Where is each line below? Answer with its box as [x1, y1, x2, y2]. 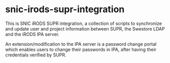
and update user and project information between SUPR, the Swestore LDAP [5, 25, 165, 31]
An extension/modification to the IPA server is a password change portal [5, 41, 157, 47]
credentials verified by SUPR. [5, 52, 67, 58]
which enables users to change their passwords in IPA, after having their [5, 46, 156, 52]
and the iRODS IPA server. [5, 31, 60, 37]
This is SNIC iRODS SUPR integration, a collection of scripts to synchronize [5, 20, 162, 26]
